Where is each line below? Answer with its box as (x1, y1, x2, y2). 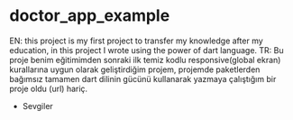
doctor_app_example (9, 5, 170, 26)
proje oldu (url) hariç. (9, 83, 88, 94)
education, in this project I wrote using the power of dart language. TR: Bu (9, 44, 284, 55)
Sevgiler (22, 100, 54, 111)
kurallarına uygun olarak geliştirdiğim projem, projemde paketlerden (9, 64, 261, 75)
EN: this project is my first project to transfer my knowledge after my (9, 35, 263, 46)
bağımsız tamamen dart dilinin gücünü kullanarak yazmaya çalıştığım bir (9, 73, 277, 84)
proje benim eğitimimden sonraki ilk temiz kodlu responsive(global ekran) (9, 54, 281, 65)
